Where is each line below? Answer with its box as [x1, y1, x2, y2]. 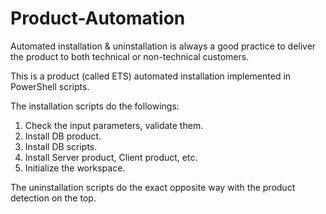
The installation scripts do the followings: [10, 100, 180, 112]
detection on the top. [10, 192, 97, 204]
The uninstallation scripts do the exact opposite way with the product [10, 181, 296, 193]
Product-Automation [10, 7, 186, 30]
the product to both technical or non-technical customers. [10, 50, 250, 62]
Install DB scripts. [24, 140, 98, 152]
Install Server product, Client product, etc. [24, 151, 198, 163]
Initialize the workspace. [24, 162, 126, 174]
